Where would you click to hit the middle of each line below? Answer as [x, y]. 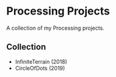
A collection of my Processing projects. [55, 28]
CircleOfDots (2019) [40, 68]
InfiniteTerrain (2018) [41, 61]
